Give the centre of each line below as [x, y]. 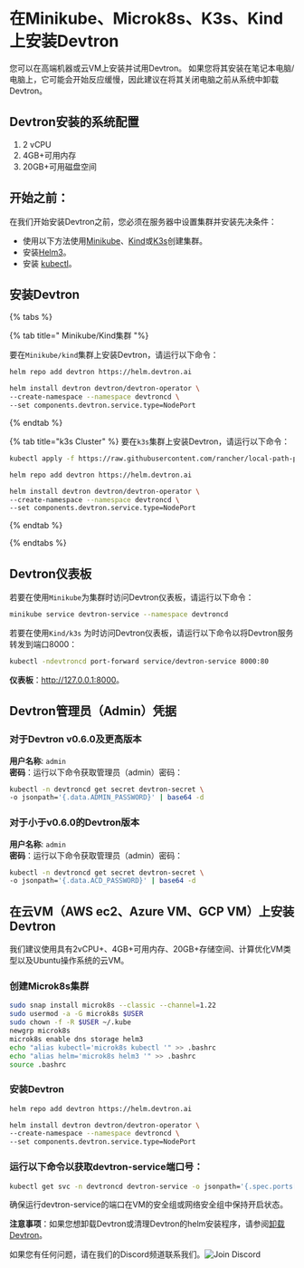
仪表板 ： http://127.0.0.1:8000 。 [67, 680]
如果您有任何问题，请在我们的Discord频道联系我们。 [107, 1254]
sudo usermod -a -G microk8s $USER [76, 1014]
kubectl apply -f [42, 459]
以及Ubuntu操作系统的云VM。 [73, 961]
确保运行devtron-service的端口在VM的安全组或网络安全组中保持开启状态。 [149, 1205]
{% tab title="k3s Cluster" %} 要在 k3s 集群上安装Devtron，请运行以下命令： [150, 441]
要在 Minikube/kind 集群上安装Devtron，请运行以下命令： [114, 355]
